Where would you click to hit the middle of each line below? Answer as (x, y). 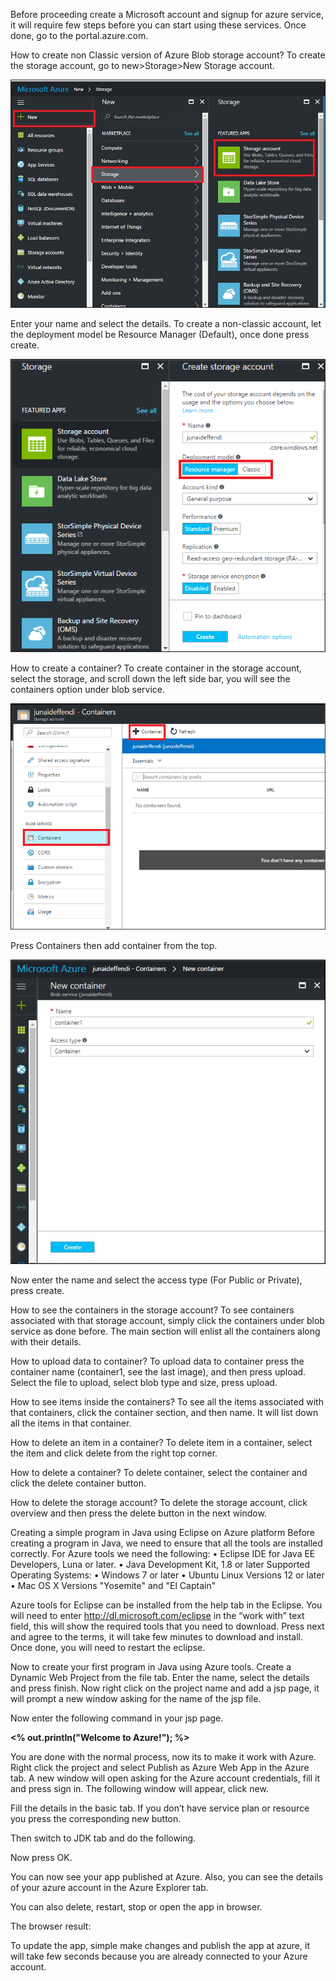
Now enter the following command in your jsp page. (117, 1718)
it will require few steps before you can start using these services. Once (158, 25)
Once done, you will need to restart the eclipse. (108, 1647)
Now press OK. (41, 1857)
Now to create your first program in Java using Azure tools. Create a (151, 1666)
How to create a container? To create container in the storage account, (156, 668)
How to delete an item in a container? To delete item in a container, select (161, 1442)
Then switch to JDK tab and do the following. (103, 1838)
